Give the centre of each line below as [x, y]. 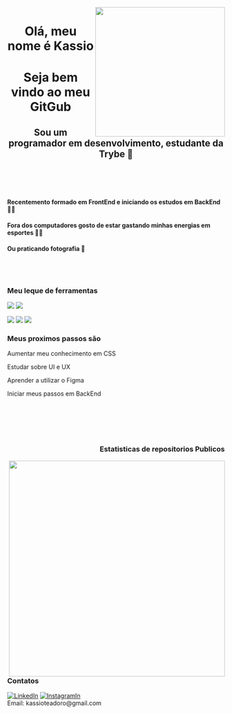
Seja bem [50, 78]
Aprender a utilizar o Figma [46, 380]
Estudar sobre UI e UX [39, 367]
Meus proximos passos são [54, 338]
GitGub [50, 107]
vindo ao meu [51, 92]
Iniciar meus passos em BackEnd [54, 394]
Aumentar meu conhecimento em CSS [61, 354]
